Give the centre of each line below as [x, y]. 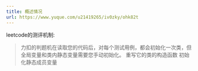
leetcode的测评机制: [30, 35]
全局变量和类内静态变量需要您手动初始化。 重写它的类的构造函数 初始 [105, 54]
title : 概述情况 [24, 12]
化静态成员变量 [39, 62]
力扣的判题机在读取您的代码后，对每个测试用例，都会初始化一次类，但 [106, 47]
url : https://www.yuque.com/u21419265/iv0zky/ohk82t [72, 17]
